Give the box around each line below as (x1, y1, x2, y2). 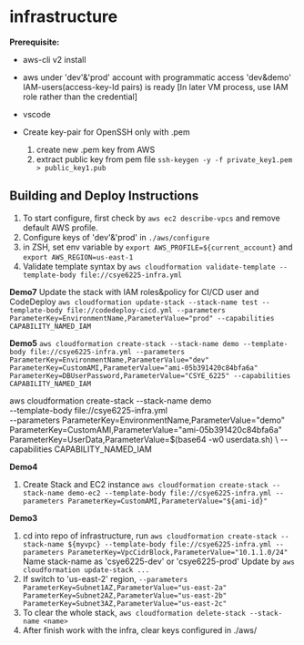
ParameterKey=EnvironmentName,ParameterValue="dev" (9, 355, 209, 364)
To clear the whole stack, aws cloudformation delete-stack (22, 607, 246, 618)
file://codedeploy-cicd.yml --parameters (66, 305, 226, 315)
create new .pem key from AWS (35, 144, 156, 155)
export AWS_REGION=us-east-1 (22, 252, 134, 261)
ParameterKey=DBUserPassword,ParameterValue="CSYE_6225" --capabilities (9, 371, 291, 380)
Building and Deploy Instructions (9, 189, 199, 204)
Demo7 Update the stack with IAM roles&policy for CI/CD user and (9, 286, 259, 297)
